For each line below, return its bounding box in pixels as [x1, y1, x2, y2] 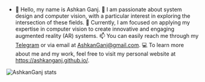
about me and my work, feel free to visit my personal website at [15, 50, 176, 58]
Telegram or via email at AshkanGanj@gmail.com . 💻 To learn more [15, 42, 184, 48]
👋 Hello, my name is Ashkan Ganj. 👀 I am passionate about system [15, 6, 182, 13]
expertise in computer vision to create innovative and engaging [15, 25, 174, 32]
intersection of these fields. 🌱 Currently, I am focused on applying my [15, 19, 190, 26]
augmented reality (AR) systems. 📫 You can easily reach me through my [15, 32, 199, 39]
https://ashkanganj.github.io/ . [15, 57, 90, 64]
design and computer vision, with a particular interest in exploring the [15, 12, 191, 20]
